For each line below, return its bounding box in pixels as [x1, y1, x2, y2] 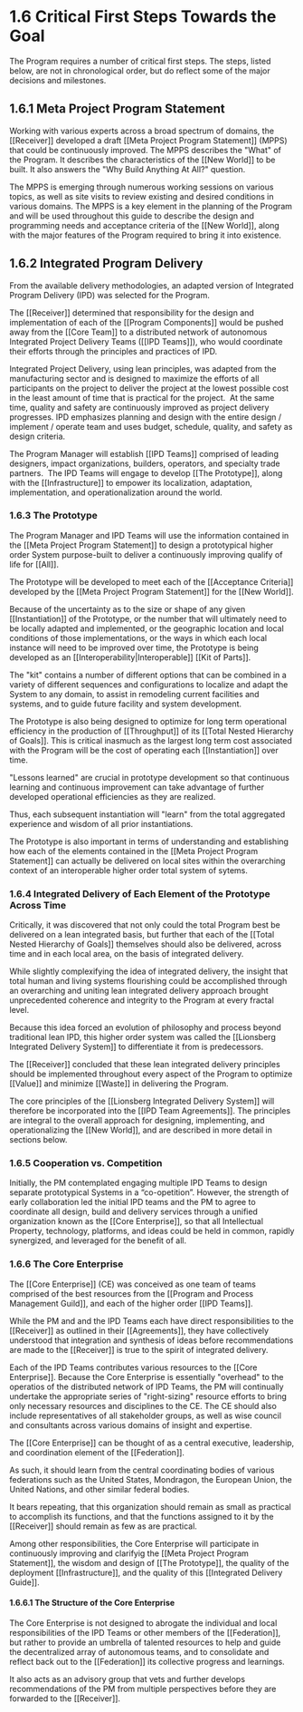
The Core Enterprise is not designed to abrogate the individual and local [9, 1617, 278, 1629]
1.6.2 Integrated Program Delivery [9, 256, 204, 271]
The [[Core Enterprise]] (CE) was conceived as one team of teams [9, 1279, 256, 1289]
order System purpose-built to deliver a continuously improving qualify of [9, 549, 283, 559]
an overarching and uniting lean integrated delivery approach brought [9, 986, 269, 997]
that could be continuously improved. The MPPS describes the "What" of [9, 144, 282, 155]
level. [9, 1005, 30, 1016]
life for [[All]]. [9, 559, 59, 569]
